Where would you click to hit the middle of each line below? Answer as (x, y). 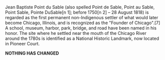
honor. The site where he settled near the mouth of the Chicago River (76, 33)
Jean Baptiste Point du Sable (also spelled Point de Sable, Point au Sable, (80, 7)
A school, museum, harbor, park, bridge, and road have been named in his (81, 28)
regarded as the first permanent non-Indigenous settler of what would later (82, 17)
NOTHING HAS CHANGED (32, 53)
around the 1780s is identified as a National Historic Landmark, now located (82, 38)
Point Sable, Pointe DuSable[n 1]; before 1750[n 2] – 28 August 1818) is (77, 12)
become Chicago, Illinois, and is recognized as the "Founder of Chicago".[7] (83, 23)
